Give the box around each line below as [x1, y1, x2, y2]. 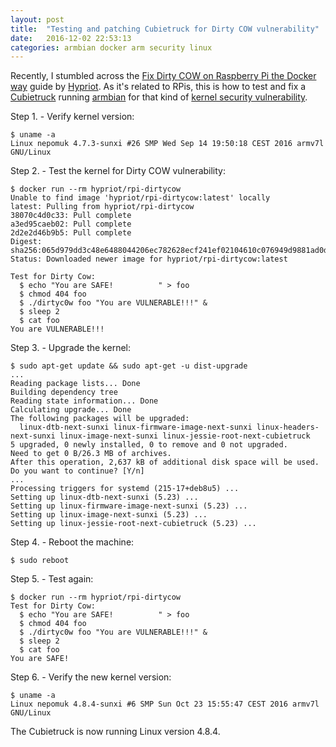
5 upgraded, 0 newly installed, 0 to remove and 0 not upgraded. [10, 440, 288, 450]
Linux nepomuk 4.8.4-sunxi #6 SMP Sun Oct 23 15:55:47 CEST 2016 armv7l [10, 699, 320, 710]
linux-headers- [256, 422, 320, 433]
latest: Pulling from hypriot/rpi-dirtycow [10, 202, 195, 212]
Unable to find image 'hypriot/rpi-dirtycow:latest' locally [10, 193, 271, 203]
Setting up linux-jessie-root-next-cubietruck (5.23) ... [10, 519, 257, 529]
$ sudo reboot [10, 556, 70, 566]
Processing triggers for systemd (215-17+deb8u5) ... [10, 484, 240, 494]
